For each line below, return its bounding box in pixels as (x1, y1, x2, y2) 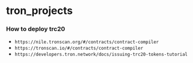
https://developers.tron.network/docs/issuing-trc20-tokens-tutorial (14, 51, 188, 58)
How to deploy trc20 (6, 25, 66, 33)
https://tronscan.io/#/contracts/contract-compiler (14, 45, 143, 51)
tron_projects (6, 4, 73, 17)
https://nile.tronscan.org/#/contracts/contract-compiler (14, 39, 159, 45)
